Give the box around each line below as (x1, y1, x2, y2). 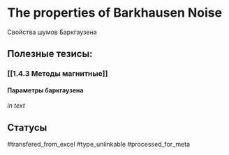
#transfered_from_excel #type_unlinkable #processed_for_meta (7, 140, 191, 149)
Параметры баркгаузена (7, 85, 84, 95)
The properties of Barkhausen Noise (7, 5, 222, 21)
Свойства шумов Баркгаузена (7, 28, 98, 36)
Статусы (7, 122, 47, 133)
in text (7, 101, 26, 110)
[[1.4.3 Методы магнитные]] (7, 69, 108, 79)
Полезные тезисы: (7, 48, 93, 60)
